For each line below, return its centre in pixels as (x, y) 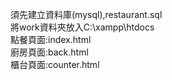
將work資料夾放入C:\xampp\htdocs (82, 27)
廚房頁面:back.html (49, 52)
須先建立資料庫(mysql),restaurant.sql (86, 14)
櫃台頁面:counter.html (55, 64)
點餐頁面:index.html (51, 39)
